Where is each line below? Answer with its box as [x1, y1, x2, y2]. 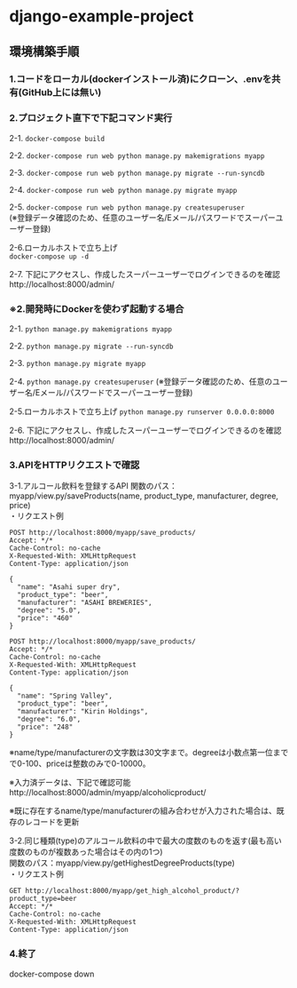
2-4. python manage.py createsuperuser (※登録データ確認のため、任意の [9, 376, 273, 387]
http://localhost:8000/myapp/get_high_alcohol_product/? [25, 887, 240, 896]
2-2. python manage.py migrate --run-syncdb [9, 340, 174, 352]
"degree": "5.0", [17, 606, 82, 615]
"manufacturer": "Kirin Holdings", [17, 707, 149, 716]
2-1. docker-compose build [9, 132, 105, 143]
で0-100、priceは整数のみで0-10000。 [9, 758, 151, 769]
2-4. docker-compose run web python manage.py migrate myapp [9, 184, 238, 195]
